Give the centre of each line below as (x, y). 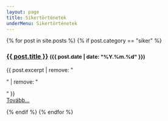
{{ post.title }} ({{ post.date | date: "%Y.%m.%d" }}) (76, 57)
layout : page (23, 12)
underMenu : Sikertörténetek (42, 23)
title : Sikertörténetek (37, 18)
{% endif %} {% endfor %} (40, 112)
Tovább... (18, 100)
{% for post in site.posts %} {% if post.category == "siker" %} (84, 41)
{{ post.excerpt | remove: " (40, 70)
